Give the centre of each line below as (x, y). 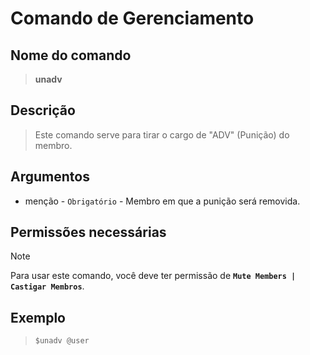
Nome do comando (71, 55)
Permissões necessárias (88, 232)
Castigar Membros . (47, 286)
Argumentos (50, 177)
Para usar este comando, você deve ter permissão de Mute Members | (153, 276)
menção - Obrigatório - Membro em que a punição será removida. (162, 201)
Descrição (43, 110)
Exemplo (38, 317)
